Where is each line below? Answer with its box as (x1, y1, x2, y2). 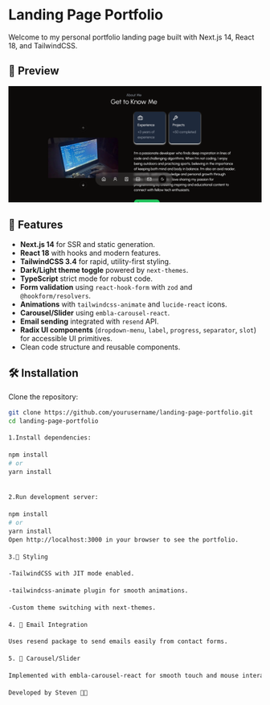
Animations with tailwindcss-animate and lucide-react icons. (19, 299, 227, 309)
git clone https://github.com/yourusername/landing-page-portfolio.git (8, 408, 253, 416)
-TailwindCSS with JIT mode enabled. (8, 570, 135, 578)
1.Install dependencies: (8, 434, 92, 442)
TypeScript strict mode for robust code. (19, 274, 153, 283)
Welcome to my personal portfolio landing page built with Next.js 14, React (8, 32, 255, 42)
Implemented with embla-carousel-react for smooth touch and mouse (8, 671, 239, 679)
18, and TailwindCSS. (8, 40, 78, 50)
